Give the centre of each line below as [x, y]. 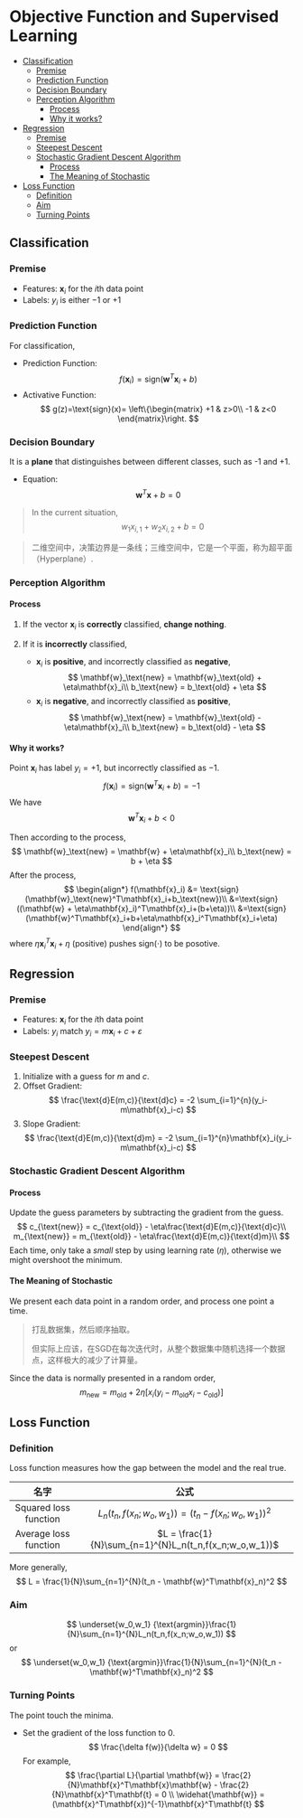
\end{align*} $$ [151, 928]
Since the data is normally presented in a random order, [113, 1378]
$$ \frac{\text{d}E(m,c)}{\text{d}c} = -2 [122, 1100]
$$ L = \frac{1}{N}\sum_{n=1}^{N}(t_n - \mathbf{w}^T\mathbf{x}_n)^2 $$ [151, 1581]
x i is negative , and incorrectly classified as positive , [133, 702]
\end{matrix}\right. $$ [158, 419]
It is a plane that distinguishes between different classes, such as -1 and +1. [150, 462]
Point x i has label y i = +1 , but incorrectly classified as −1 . [115, 769]
